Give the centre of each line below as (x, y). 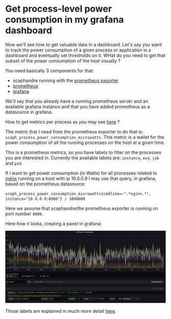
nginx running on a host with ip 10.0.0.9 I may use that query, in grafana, (81, 178)
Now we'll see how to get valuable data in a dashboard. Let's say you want (83, 44)
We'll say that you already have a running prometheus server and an (77, 101)
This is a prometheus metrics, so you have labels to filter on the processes (83, 152)
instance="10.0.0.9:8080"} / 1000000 (45, 199)
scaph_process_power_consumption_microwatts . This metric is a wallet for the (85, 137)
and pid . (14, 163)
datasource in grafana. (29, 112)
